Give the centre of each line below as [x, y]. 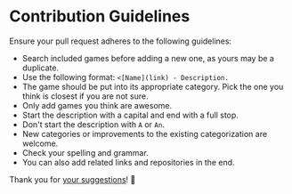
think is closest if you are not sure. [85, 96]
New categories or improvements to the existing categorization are [145, 133]
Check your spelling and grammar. [85, 152]
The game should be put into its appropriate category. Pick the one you [153, 86]
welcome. [40, 143]
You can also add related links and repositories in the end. [128, 162]
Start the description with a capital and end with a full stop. [130, 115]
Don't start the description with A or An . [93, 124]
